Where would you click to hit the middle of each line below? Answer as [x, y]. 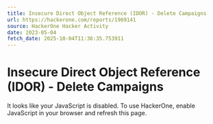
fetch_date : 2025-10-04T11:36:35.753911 [66, 39]
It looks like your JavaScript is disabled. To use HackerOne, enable [101, 106]
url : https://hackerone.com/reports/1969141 [72, 20]
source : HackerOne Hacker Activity [58, 26]
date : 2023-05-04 [32, 32]
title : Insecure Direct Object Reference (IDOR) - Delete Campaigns [107, 13]
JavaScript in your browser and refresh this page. [77, 113]
